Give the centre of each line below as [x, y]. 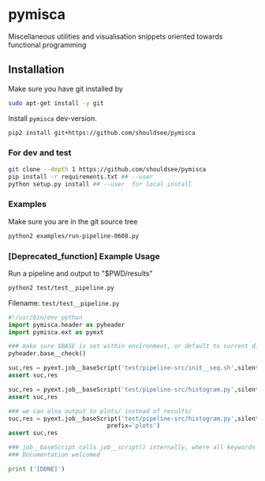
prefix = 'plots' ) [133, 426]
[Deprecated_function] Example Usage [84, 256]
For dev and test [40, 153]
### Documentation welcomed [54, 455]
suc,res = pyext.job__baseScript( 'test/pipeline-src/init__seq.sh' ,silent [134, 368]
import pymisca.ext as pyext [56, 332]
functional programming [47, 44]
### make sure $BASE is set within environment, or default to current [128, 346]
